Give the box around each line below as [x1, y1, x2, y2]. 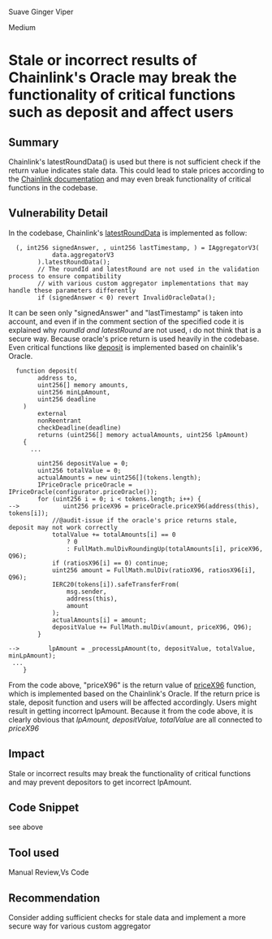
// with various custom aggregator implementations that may [37, 279, 249, 287]
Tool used [8, 845, 59, 859]
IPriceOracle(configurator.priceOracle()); [8, 487, 158, 496]
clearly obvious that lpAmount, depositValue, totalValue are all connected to [8, 714, 262, 724]
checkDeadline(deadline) [37, 423, 122, 432]
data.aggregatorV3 [51, 251, 114, 259]
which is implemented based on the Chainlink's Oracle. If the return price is [8, 688, 261, 698]
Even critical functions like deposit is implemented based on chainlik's [8, 342, 243, 352]
